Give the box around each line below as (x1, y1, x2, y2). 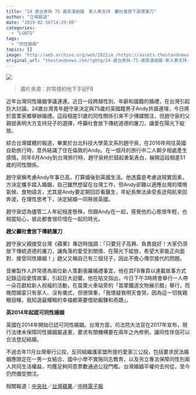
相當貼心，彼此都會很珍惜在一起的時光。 (6, 215, 103, 222)
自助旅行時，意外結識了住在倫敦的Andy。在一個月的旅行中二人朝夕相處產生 (6, 147, 188, 154)
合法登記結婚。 (6, 335, 42, 342)
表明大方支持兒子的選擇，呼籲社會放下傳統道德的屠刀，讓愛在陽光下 (16, 119, 180, 126)
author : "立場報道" (6, 14, 50, 20)
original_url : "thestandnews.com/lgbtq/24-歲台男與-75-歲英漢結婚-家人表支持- (6, 57, 190, 63)
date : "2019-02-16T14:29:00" (6, 19, 77, 25)
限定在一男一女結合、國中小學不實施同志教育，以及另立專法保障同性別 (16, 355, 185, 362)
